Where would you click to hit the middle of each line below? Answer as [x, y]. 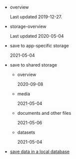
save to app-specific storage [39, 46]
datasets [26, 132]
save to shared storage [33, 65]
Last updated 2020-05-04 [37, 36]
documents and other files [44, 113]
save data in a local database [39, 152]
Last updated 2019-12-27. [36, 17]
